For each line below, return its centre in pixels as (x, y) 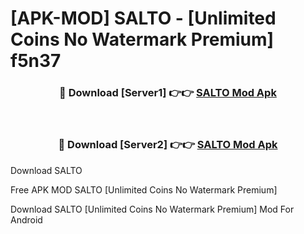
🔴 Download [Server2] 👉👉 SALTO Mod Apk (168, 145)
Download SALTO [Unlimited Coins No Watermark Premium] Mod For (152, 209)
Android (26, 219)
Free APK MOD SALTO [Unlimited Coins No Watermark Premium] (144, 189)
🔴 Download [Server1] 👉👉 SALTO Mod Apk (168, 93)
